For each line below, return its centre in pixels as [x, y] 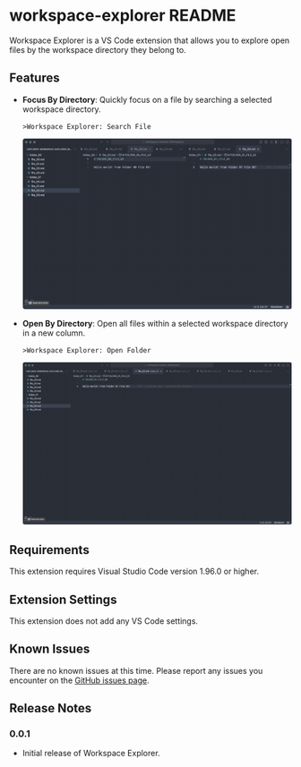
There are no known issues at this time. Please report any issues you [136, 670]
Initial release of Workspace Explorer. [91, 754]
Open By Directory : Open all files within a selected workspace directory [155, 324]
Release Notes [51, 708]
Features [34, 78]
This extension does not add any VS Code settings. [104, 621]
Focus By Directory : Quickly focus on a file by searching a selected [147, 99]
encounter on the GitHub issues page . [79, 680]
